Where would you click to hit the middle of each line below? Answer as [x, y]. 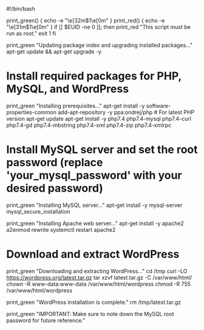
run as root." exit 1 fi [31, 33]
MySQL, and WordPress [68, 89]
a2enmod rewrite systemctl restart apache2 [61, 229]
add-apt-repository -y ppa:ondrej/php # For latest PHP [126, 112]
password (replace [55, 163]
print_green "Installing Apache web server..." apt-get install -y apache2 [95, 223]
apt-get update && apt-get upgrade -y [54, 52]
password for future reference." [46, 320]
